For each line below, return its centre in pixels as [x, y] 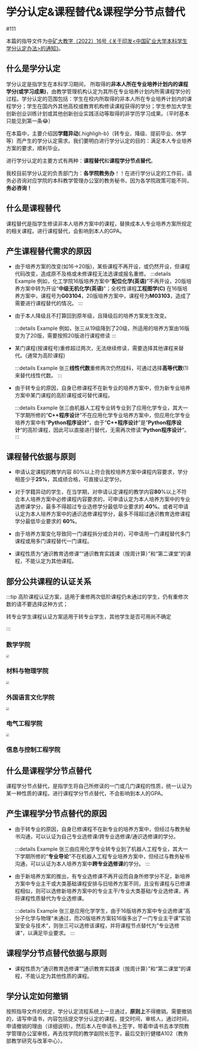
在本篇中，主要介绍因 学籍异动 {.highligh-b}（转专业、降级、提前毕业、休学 [96, 133]
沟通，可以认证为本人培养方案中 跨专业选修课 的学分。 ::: [82, 863]
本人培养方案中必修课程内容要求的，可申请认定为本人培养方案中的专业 [105, 499]
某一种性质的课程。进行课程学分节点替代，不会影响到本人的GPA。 [86, 793]
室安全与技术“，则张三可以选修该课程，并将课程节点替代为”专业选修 [97, 925]
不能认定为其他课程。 [51, 561]
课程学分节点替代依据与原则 [57, 953]
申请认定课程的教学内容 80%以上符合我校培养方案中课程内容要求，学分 [101, 472]
